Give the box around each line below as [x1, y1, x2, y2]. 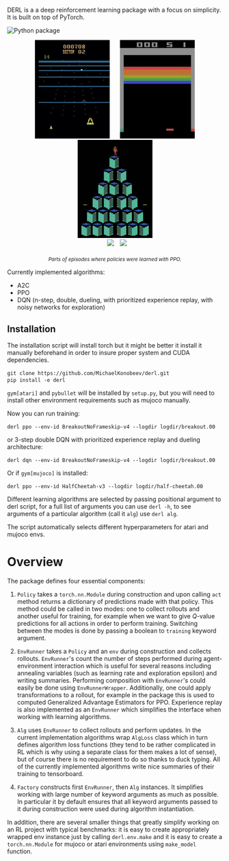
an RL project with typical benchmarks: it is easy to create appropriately [7, 825, 210, 834]
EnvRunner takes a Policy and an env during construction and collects [16, 647, 212, 655]
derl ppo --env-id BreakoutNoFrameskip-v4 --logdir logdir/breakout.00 [7, 423, 215, 430]
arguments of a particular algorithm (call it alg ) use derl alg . [7, 509, 178, 518]
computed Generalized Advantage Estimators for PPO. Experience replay [16, 698, 223, 706]
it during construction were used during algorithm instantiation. [16, 805, 195, 813]
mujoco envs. [7, 530, 46, 538]
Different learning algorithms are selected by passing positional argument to [7, 495, 221, 503]
